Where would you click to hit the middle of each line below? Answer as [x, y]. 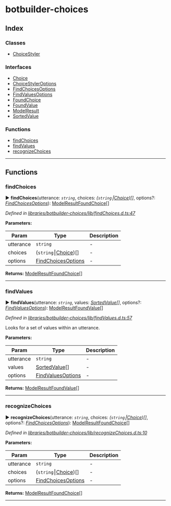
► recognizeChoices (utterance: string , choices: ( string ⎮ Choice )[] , [77, 417]
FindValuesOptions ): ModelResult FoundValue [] [54, 308]
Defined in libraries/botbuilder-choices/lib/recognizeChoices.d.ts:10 [76, 432]
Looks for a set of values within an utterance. [53, 328]
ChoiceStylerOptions [35, 84]
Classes [16, 43]
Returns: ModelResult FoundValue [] [42, 388]
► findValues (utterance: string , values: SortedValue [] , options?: [73, 303]
